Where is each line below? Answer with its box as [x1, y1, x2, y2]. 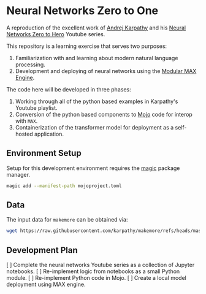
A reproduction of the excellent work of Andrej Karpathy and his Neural [6, 24, 186, 31]
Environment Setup [6, 148, 82, 158]
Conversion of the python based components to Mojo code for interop [15, 110, 193, 118]
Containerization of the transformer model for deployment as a [15, 123, 174, 131]
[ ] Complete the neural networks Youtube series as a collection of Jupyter [6, 261, 195, 269]
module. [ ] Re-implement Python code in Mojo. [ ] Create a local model [6, 274, 187, 282]
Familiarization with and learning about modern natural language [15, 54, 178, 61]
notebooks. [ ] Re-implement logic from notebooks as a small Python [6, 268, 180, 275]
